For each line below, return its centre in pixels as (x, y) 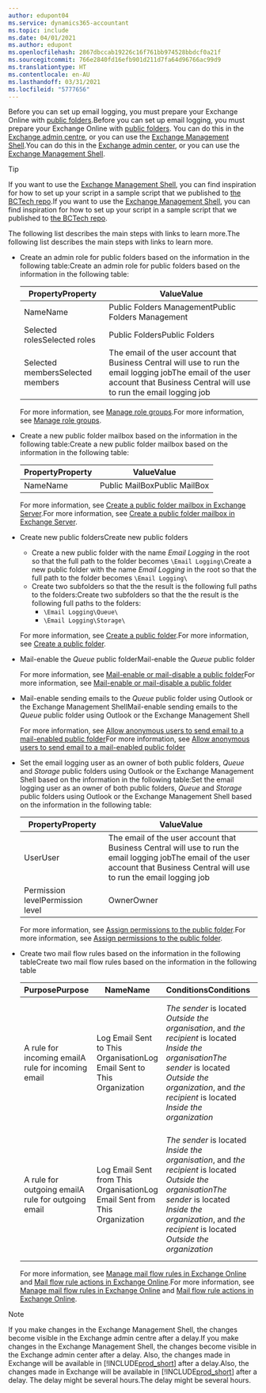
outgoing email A (54, 1190)
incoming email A (55, 1058)
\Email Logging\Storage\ (84, 621)
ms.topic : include (38, 30)
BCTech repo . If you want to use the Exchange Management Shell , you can (129, 201)
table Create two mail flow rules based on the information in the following (138, 962)
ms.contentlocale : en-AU (49, 75)
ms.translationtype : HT (47, 67)
